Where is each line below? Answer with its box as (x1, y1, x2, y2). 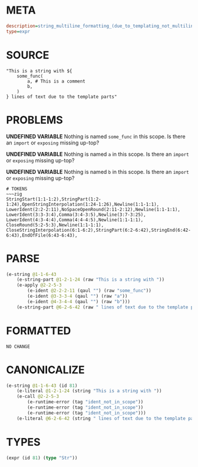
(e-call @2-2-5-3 (16, 393, 60, 400)
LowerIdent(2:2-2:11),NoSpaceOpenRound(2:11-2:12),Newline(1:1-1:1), (6, 206, 181, 212)
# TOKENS (6, 186, 28, 192)
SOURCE (6, 48, 49, 62)
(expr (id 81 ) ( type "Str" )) (6, 455, 78, 461)
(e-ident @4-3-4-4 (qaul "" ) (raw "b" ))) (27, 298, 131, 304)
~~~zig (6, 191, 22, 197)
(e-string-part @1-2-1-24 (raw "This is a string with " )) (16, 277, 165, 283)
